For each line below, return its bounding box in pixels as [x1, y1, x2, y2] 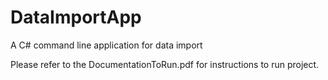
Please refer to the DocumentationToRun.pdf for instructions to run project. [10, 58, 320, 70]
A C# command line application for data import [10, 39, 203, 51]
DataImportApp [10, 6, 142, 29]
